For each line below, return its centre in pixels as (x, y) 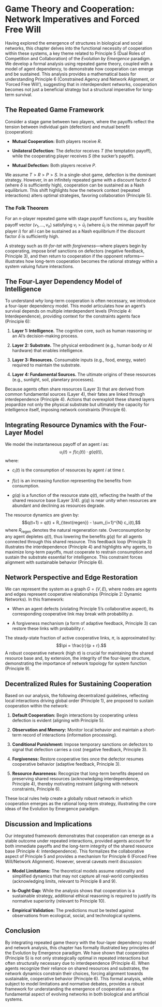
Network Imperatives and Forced (72, 19)
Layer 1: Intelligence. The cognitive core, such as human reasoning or (82, 331)
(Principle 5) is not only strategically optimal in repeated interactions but (77, 958)
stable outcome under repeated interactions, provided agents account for (78, 841)
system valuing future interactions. (39, 266)
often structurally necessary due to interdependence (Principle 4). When (77, 963)
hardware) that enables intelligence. (48, 351)
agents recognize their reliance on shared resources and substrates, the (77, 968)
